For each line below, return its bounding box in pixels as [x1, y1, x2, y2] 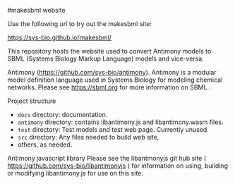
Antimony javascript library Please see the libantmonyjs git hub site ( [7, 154, 207, 162]
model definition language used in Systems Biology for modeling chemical [7, 75, 223, 84]
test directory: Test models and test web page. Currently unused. [17, 125, 210, 133]
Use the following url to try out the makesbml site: [7, 20, 152, 27]
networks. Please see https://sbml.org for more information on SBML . [7, 83, 211, 91]
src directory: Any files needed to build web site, [17, 133, 159, 141]
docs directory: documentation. [17, 111, 108, 118]
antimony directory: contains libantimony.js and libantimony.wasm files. [17, 118, 224, 126]
